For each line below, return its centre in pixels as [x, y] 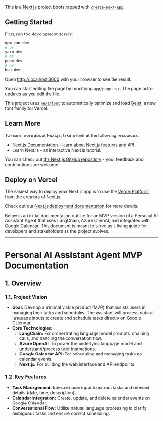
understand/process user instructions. [57, 349]
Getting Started [29, 22]
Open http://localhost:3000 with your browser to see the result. [68, 79]
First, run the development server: [39, 34]
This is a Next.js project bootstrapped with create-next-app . [65, 7]
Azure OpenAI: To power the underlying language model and [81, 344]
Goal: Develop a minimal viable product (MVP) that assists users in [79, 307]
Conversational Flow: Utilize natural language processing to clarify [79, 408]
